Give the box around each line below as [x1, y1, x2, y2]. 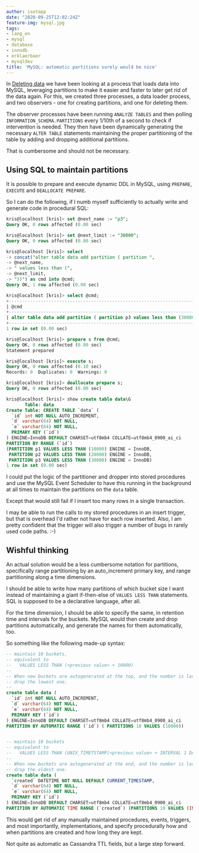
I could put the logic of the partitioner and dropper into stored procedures [6, 473, 185, 480]
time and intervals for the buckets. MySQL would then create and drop [6, 616, 178, 623]
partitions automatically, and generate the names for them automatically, [6, 622, 183, 629]
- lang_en [6, 31, 31, 37]
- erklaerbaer [6, 53, 41, 59]
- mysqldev [6, 58, 33, 64]
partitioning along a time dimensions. [6, 574, 97, 581]
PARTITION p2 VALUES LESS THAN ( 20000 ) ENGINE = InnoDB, [8, 451, 152, 458]
